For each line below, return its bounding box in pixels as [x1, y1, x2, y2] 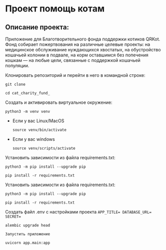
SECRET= [5, 214, 21, 219]
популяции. [5, 63, 29, 68]
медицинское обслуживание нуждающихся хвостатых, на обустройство [5, 47, 161, 52]
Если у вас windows [12, 136, 55, 142]
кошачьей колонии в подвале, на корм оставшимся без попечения [5, 52, 148, 58]
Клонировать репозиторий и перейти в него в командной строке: [5, 72, 145, 78]
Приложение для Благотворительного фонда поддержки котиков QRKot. [5, 36, 160, 42]
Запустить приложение [5, 232, 50, 237]
